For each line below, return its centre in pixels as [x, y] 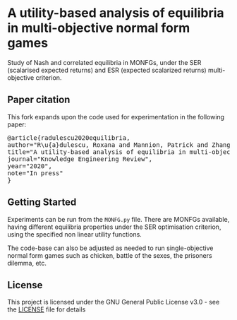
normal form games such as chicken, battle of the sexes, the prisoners [110, 255]
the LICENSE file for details [47, 309]
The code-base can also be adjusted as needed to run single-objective [110, 248]
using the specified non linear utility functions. [75, 234]
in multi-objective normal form [99, 28]
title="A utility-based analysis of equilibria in [97, 152]
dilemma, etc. [27, 263]
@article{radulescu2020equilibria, [69, 138]
